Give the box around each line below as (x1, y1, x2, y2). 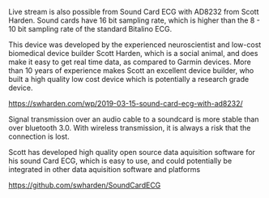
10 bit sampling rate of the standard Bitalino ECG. (8, 24, 173, 33)
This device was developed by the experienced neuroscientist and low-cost (8, 40, 262, 49)
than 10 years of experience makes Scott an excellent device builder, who (8, 66, 254, 75)
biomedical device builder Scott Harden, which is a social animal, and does (8, 49, 258, 58)
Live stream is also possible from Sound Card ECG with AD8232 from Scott (8, 7, 259, 16)
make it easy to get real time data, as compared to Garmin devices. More (8, 57, 251, 67)
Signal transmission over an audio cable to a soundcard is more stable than (8, 114, 259, 124)
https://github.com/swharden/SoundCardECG (8, 180, 161, 190)
